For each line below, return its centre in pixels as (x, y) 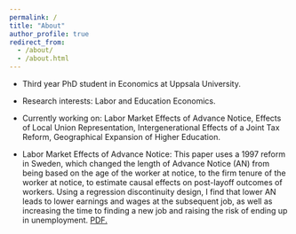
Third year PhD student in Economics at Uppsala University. (132, 84)
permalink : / (33, 17)
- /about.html (43, 58)
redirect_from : (37, 42)
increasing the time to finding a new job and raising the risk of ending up (155, 211)
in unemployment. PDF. (65, 220)
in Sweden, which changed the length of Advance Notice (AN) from (145, 164)
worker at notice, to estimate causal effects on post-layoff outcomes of (152, 182)
